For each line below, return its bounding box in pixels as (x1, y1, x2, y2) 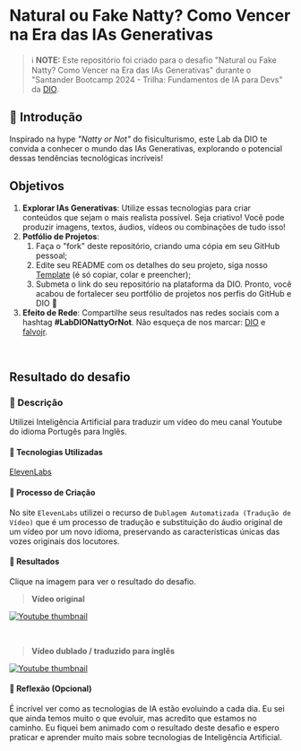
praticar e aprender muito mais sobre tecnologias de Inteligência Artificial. (9, 732, 282, 743)
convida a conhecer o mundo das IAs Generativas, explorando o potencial (9, 142, 283, 153)
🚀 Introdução (9, 109, 83, 125)
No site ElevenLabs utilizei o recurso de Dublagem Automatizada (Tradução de (9, 507, 291, 518)
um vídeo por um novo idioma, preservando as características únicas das (9, 526, 280, 537)
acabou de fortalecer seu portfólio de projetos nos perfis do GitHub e (35, 288, 292, 298)
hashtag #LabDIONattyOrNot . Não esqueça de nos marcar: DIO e (21, 316, 266, 327)
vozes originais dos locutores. (9, 535, 120, 547)
